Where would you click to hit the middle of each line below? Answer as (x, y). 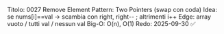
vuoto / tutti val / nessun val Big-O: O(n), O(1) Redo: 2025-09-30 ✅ (101, 24)
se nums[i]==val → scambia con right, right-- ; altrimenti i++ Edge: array (109, 17)
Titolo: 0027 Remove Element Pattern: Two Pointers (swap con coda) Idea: (112, 10)
